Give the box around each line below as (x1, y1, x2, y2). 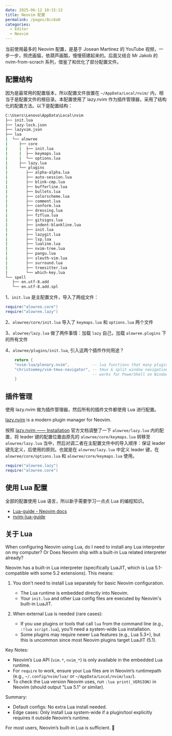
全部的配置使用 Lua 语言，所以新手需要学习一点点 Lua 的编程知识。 (5, 498, 147, 504)
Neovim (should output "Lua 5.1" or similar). (12, 684, 105, 690)
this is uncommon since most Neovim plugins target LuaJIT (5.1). (20, 637, 157, 643)
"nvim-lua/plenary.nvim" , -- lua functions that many (14, 362, 153, 367)
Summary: (5, 693, 27, 700)
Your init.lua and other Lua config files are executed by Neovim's (20, 595, 162, 601)
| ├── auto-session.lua (5, 175, 72, 180)
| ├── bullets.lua (5, 189, 60, 194)
